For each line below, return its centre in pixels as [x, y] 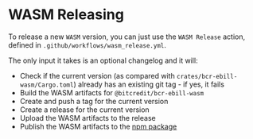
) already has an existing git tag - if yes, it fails [149, 84]
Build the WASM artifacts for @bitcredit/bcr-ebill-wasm [112, 92]
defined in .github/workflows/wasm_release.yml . [88, 44]
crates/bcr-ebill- [207, 76]
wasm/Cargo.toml [47, 85]
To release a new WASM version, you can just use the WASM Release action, [127, 37]
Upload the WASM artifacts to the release [88, 118]
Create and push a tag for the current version [94, 101]
